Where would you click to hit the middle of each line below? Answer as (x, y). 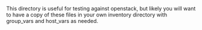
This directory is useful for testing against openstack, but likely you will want (101, 9)
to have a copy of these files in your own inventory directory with (87, 15)
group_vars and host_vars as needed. (52, 21)
